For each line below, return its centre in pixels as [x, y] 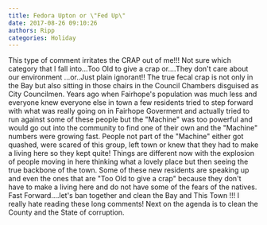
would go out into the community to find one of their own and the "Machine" [133, 128]
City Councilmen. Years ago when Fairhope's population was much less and [133, 94]
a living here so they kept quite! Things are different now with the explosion [132, 153]
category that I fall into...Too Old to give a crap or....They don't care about [128, 69]
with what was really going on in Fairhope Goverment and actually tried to [129, 111]
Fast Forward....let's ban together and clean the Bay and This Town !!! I [124, 196]
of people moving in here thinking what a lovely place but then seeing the [128, 162]
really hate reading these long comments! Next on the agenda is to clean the [133, 204]
